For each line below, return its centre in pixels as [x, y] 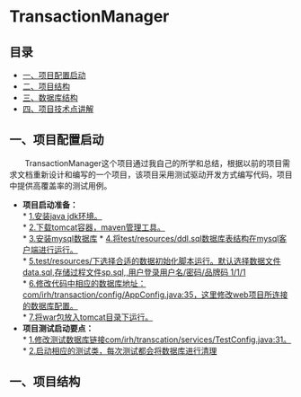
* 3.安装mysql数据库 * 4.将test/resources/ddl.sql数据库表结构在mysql [150, 238]
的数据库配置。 [50, 305]
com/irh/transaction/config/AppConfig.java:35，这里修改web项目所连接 [155, 295]
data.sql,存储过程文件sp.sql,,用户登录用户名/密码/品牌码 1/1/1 [134, 272]
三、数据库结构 [50, 97]
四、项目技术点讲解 [58, 109]
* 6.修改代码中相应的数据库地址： [84, 283]
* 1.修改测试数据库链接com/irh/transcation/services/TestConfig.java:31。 [157, 340]
